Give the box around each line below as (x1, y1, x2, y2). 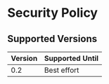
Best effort (44, 65, 79, 75)
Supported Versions (7, 33, 97, 45)
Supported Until (44, 54, 99, 63)
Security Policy (7, 5, 98, 21)
